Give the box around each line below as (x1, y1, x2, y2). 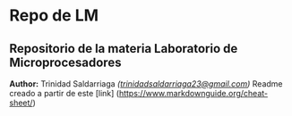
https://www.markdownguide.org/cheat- (118, 88, 269, 98)
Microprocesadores (9, 54, 122, 70)
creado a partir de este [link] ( (9, 88, 119, 98)
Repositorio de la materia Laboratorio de (9, 41, 238, 56)
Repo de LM (9, 5, 99, 26)
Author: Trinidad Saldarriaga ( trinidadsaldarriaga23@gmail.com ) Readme (9, 79, 283, 89)
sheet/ (9, 97, 33, 108)
